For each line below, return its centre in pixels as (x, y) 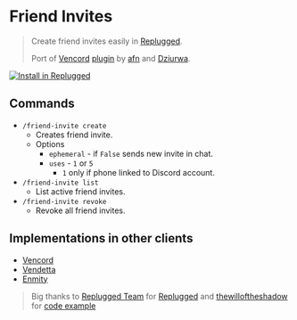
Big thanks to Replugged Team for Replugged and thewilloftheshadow (159, 296)
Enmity (35, 279)
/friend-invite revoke (64, 201)
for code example (63, 306)
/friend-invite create (64, 126)
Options (50, 144)
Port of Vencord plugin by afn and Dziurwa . (111, 58)
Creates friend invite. (74, 135)
